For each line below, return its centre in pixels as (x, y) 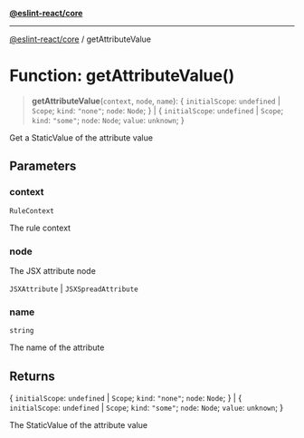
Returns (33, 376)
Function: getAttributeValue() (122, 76)
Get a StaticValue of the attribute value (81, 137)
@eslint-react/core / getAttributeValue (81, 39)
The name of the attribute (57, 347)
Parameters (43, 166)
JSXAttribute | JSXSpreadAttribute (74, 288)
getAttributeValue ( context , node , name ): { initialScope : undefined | (156, 101)
